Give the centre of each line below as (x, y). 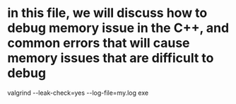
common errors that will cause (99, 43)
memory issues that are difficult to (111, 58)
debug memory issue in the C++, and (118, 28)
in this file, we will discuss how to (107, 13)
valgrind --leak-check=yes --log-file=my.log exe (78, 93)
